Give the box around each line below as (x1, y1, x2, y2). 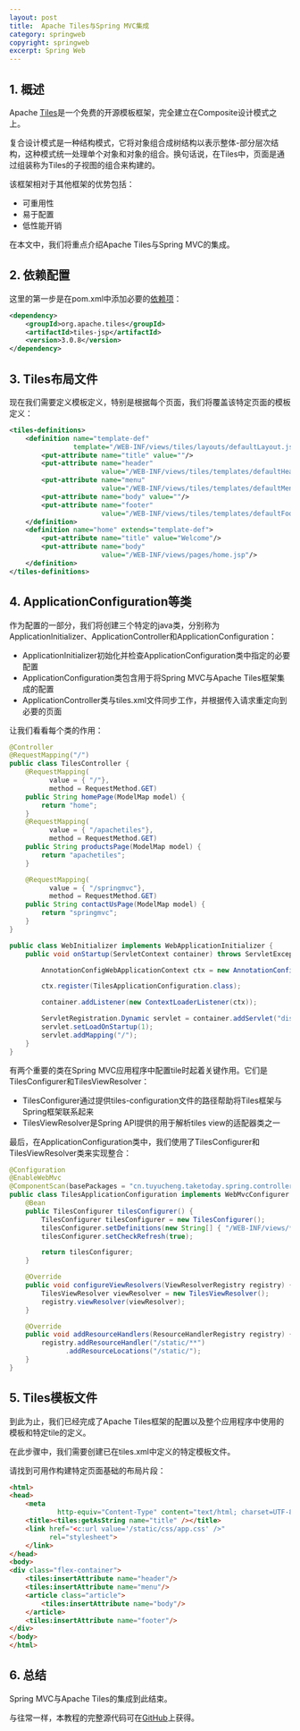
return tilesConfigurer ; (41, 1248, 134, 1257)
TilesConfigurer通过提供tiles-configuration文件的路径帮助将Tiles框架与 (21, 1095, 283, 1106)
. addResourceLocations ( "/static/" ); (65, 1347, 202, 1356)
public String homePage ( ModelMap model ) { (25, 793, 186, 802)
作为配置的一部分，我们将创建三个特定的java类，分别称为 (9, 619, 221, 631)
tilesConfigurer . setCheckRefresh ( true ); (41, 1232, 194, 1241)
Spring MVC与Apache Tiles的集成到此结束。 (9, 1693, 172, 1704)
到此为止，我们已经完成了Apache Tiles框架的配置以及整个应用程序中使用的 (9, 1415, 284, 1427)
